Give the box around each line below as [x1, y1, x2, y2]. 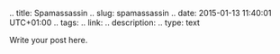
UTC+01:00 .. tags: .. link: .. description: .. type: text [9, 17, 201, 28]
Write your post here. [9, 35, 88, 45]
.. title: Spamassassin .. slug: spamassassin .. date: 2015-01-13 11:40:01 [9, 8, 272, 18]
